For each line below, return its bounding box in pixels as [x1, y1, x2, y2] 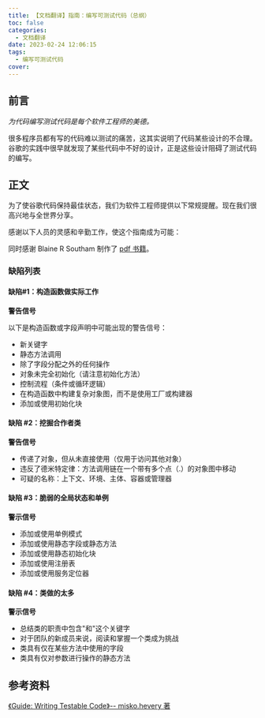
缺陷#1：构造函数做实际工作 [8, 286, 99, 296]
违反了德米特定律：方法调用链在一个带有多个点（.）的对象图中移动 [19, 463, 237, 473]
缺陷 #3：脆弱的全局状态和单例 [8, 493, 109, 503]
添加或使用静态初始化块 [19, 548, 96, 558]
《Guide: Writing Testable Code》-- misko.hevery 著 [8, 701, 171, 710]
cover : [8, 63, 30, 71]
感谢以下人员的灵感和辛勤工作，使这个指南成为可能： [8, 227, 181, 237]
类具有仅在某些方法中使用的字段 [19, 644, 124, 653]
